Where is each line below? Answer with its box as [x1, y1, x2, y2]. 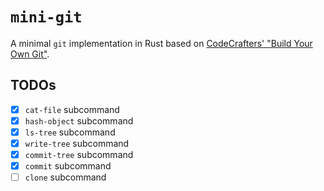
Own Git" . [10, 48, 50, 60]
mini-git [10, 8, 83, 27]
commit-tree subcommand [24, 149, 134, 160]
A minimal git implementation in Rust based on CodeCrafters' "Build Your [10, 37, 313, 49]
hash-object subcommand [24, 114, 134, 127]
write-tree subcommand [24, 137, 130, 149]
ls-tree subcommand [24, 126, 116, 138]
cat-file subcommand [24, 103, 120, 115]
